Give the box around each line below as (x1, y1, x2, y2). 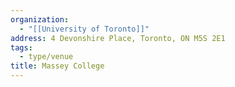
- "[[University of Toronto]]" (19, 24, 150, 34)
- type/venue (19, 52, 74, 62)
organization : (10, 14, 70, 25)
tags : (10, 42, 33, 53)
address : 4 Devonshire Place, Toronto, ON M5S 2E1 (10, 33, 226, 43)
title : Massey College (10, 61, 105, 71)
